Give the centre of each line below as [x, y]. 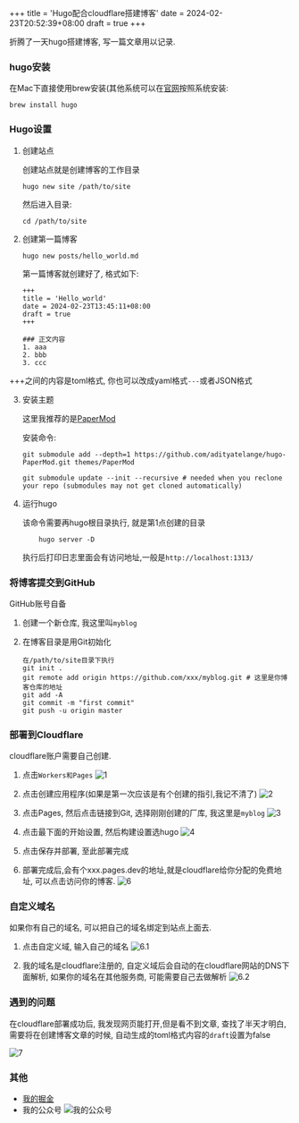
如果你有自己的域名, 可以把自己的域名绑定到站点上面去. [111, 928]
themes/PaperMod [105, 462]
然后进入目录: [47, 204]
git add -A [42, 695]
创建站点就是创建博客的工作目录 [81, 169]
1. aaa [34, 347]
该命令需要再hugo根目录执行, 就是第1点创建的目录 [113, 523]
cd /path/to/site [54, 221]
